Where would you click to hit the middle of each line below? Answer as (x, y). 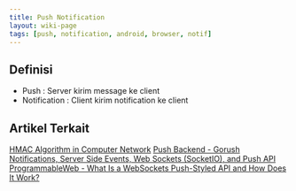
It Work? (24, 177)
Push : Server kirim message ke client (91, 91)
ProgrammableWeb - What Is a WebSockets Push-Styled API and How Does (148, 168)
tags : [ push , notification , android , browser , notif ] (111, 34)
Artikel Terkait (50, 128)
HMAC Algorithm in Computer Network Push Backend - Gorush (125, 149)
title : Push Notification (57, 17)
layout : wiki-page (43, 26)
